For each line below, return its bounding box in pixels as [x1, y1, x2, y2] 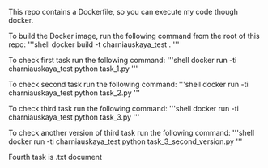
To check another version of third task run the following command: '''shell [8, 128, 255, 137]
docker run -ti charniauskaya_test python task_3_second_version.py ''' [8, 136, 243, 146]
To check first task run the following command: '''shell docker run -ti [8, 56, 237, 65]
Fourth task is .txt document [8, 153, 103, 162]
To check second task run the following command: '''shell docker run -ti [8, 80, 249, 89]
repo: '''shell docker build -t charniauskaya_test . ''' [8, 40, 180, 49]
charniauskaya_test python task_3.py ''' [8, 112, 140, 122]
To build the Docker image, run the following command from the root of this [8, 31, 261, 40]
